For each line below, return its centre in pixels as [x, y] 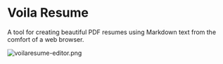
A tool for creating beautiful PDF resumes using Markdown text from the [112, 32]
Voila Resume [48, 13]
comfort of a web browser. [46, 39]
